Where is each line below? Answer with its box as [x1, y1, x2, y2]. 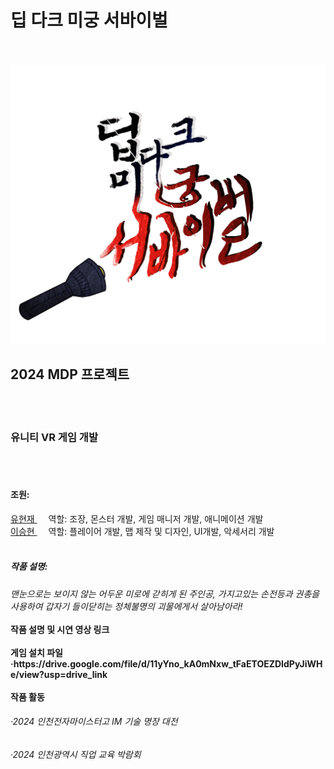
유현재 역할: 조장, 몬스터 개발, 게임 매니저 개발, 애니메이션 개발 [10, 512, 264, 525]
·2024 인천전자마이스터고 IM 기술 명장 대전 [10, 716, 178, 728]
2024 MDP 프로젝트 [10, 366, 130, 383]
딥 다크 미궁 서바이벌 [10, 9, 168, 32]
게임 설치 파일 [10, 646, 63, 658]
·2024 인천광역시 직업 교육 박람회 [10, 748, 142, 760]
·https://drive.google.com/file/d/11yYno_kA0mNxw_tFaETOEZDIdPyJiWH [10, 657, 323, 670]
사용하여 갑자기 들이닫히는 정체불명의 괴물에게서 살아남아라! [10, 600, 243, 612]
